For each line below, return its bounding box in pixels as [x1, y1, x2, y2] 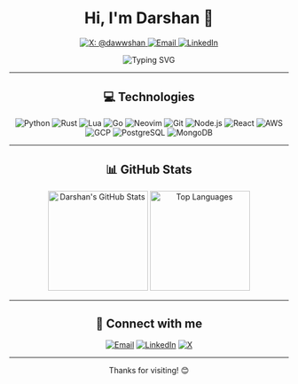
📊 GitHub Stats [106, 162, 192, 177]
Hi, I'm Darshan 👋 [83, 8, 215, 28]
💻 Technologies [103, 90, 195, 105]
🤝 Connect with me [96, 316, 202, 331]
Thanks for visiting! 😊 [108, 365, 190, 376]
